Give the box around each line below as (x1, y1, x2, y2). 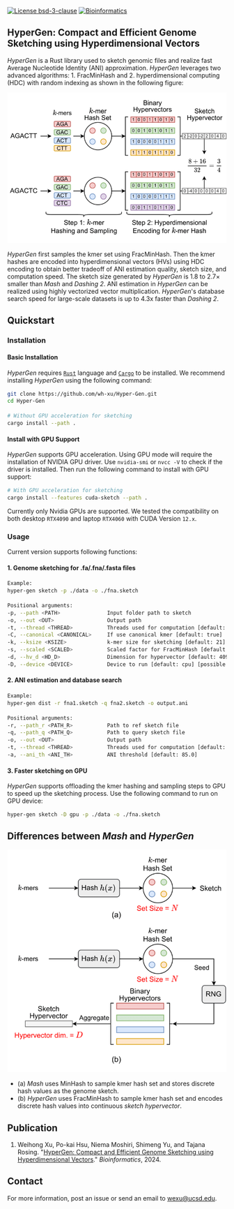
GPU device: (7, 796, 43, 806)
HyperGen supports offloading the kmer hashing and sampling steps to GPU (7, 782, 226, 790)
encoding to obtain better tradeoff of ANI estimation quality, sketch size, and (7, 265, 227, 274)
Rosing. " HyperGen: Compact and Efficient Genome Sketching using (17, 1148, 214, 1157)
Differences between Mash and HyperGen (7, 831, 194, 843)
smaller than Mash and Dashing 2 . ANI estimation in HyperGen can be (7, 280, 208, 288)
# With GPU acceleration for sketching (7, 487, 123, 494)
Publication (7, 1122, 58, 1134)
